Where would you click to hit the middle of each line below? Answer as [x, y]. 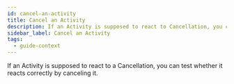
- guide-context [37, 46]
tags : [15, 40]
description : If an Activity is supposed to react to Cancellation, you [115, 26]
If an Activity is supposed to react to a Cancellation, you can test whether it [115, 66]
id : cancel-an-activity [42, 14]
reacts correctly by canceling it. [53, 73]
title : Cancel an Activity [46, 20]
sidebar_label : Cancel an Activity [59, 33]
